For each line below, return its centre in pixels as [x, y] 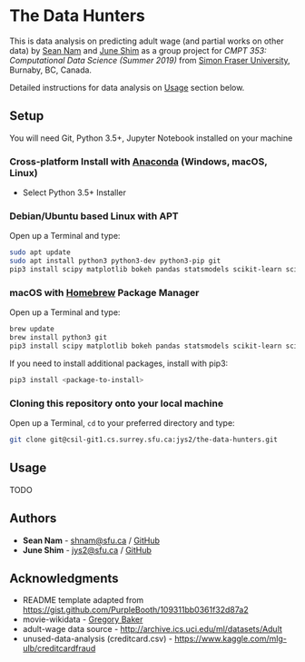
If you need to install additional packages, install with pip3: [119, 363]
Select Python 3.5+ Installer [74, 193]
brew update [32, 329]
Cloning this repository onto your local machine [117, 403]
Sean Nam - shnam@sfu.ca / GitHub [91, 540]
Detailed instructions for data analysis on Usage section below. [127, 87]
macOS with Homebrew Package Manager [104, 292]
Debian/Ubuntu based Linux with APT [94, 216]
